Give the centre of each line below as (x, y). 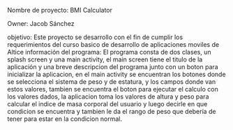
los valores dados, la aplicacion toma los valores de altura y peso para (108, 96)
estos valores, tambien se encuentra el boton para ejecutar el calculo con (113, 89)
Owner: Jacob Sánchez (41, 23)
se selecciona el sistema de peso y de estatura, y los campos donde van (112, 82)
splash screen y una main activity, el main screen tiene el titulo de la (105, 59)
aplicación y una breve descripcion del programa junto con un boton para (113, 67)
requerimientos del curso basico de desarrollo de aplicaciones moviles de (113, 44)
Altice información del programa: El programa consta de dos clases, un (109, 52)
